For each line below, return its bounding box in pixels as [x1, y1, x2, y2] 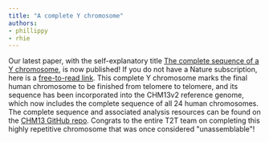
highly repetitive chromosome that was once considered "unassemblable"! [8, 124, 255, 134]
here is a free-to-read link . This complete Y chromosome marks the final [8, 73, 247, 83]
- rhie [8, 34, 31, 43]
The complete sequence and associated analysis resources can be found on [8, 108, 261, 117]
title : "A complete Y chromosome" [8, 11, 124, 20]
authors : [8, 19, 38, 27]
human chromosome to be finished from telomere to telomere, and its [8, 82, 238, 91]
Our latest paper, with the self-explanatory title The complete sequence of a [8, 56, 259, 66]
